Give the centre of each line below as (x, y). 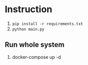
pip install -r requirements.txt (48, 24)
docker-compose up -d (37, 57)
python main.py (28, 29)
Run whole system (35, 45)
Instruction (28, 9)
